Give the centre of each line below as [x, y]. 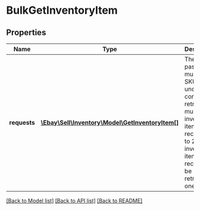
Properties [26, 33]
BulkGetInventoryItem [62, 10]
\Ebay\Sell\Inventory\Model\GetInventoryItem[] [110, 123]
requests [22, 123]
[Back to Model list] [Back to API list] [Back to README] [74, 201]
